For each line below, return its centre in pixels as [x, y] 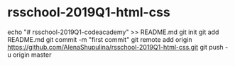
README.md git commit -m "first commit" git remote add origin [100, 39]
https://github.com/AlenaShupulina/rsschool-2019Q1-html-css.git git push [115, 47]
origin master [32, 55]
